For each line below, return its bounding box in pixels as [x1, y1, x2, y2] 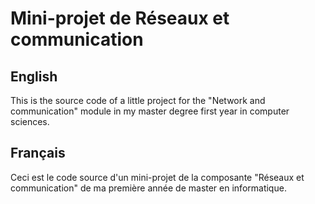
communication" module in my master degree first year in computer [10, 105, 290, 117]
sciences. [10, 116, 50, 127]
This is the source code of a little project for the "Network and [10, 95, 266, 106]
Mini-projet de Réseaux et [10, 7, 230, 30]
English [10, 68, 58, 85]
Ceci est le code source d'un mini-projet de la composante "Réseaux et [10, 171, 305, 183]
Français [10, 145, 66, 162]
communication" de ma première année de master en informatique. [10, 182, 287, 194]
